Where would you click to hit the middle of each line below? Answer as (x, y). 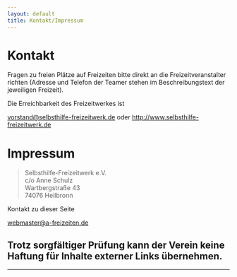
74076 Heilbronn (49, 196)
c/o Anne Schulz (49, 180)
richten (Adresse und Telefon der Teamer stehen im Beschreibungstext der (116, 83)
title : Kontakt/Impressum (45, 20)
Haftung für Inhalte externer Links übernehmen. (115, 256)
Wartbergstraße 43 (52, 188)
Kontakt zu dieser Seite (41, 209)
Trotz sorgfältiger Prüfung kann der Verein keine (116, 245)
